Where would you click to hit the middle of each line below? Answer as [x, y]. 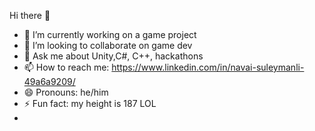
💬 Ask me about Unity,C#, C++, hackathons [113, 56]
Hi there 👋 [30, 15]
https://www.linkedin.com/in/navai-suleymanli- [208, 67]
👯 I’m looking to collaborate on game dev [108, 45]
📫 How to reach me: [66, 67]
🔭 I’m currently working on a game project [110, 34]
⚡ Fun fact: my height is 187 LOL [90, 103]
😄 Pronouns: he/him [66, 92]
